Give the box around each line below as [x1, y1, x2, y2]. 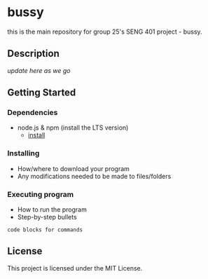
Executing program [7, 189, 74, 199]
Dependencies [7, 108, 58, 118]
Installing [7, 149, 40, 158]
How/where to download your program [17, 164, 130, 172]
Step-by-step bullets [17, 213, 77, 222]
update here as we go [7, 66, 71, 74]
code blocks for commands [7, 226, 83, 233]
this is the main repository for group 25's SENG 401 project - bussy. [7, 27, 202, 36]
